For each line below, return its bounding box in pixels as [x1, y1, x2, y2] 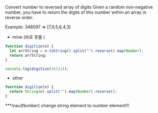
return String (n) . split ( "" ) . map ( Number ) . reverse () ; [9, 89, 118, 94]
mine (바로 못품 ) [12, 34, 45, 40]
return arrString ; [9, 53, 48, 58]
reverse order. [5, 15, 34, 20]
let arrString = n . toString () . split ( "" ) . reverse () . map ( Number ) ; [9, 48, 144, 53]
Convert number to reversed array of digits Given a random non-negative [5, 4, 153, 10]
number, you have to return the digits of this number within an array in [5, 9, 146, 15]
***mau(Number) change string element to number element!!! [5, 103, 130, 108]
